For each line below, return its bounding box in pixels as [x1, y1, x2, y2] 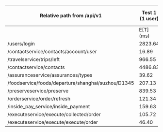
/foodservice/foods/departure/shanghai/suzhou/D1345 [7, 80, 134, 86]
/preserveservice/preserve [7, 88, 69, 94]
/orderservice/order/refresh [7, 95, 71, 102]
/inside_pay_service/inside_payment [7, 103, 90, 110]
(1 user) [139, 15, 159, 22]
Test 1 [141, 9, 157, 16]
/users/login [7, 41, 35, 47]
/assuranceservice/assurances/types [7, 72, 93, 78]
